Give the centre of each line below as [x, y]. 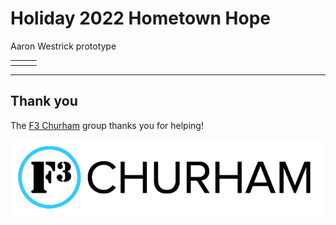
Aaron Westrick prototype [63, 46]
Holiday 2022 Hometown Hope [140, 18]
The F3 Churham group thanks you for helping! [107, 125]
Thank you [44, 101]
